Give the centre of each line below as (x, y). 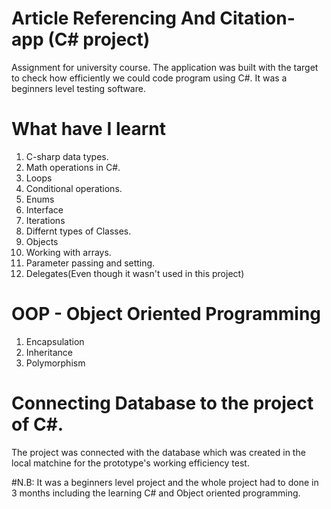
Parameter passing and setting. (90, 263)
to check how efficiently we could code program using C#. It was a (149, 78)
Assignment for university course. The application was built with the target (165, 67)
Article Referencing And (113, 18)
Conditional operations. (74, 188)
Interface (44, 209)
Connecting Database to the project (162, 403)
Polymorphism (55, 363)
